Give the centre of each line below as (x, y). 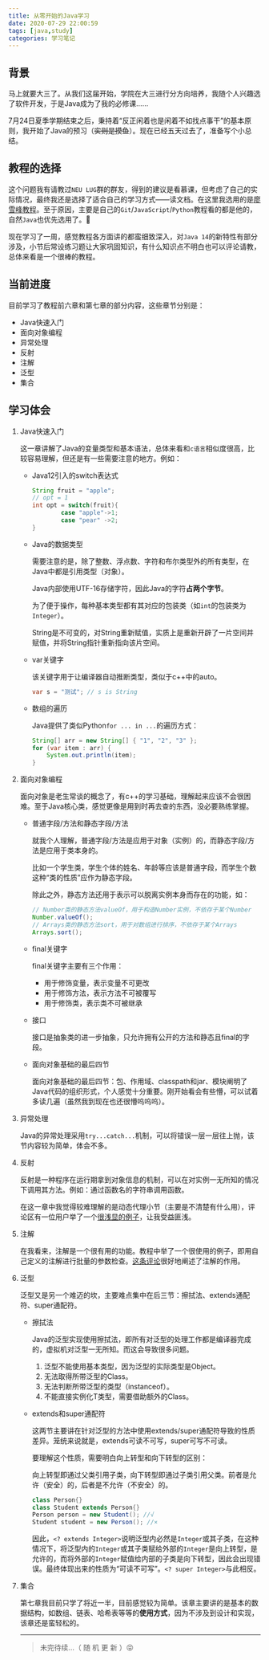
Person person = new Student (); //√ (93, 1515)
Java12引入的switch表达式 (75, 475)
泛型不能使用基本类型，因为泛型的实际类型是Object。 (132, 1366)
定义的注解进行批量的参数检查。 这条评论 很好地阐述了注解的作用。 (136, 1261)
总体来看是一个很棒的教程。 (54, 256)
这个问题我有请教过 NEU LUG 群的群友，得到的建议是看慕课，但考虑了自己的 (130, 189)
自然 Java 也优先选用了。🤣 (49, 219)
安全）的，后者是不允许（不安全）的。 (109, 1485)
